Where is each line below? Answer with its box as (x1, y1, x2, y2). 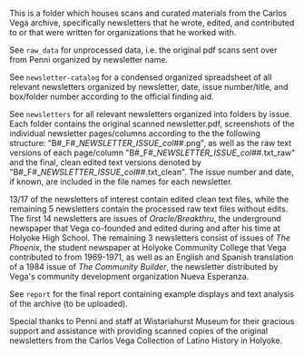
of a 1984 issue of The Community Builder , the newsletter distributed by (9, 261, 279, 271)
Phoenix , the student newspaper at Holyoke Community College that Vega (9, 242, 288, 252)
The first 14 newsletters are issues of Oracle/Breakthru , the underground (9, 213, 281, 223)
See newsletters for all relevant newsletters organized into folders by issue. (9, 109, 292, 119)
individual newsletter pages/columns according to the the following (9, 128, 261, 139)
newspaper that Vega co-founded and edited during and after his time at (9, 222, 281, 233)
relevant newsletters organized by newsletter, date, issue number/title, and (9, 82, 289, 92)
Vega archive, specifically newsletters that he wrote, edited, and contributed (9, 17, 295, 28)
